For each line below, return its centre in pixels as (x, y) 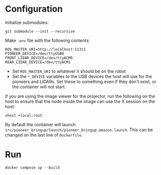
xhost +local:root (24, 116)
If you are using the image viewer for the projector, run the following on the (80, 96)
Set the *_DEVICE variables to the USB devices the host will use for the (82, 76)
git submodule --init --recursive (40, 31)
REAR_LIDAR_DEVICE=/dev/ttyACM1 (38, 62)
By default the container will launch (40, 124)
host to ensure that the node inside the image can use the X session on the (80, 101)
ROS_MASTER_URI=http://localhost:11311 (45, 49)
